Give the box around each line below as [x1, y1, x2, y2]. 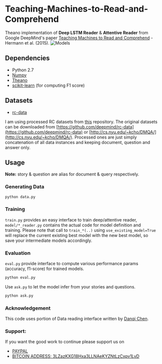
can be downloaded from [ [5, 124, 58, 129]
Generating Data [5, 183, 44, 190]
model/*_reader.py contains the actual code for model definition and [5, 222, 141, 228]
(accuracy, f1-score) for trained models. [5, 266, 85, 272]
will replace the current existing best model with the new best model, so [5, 232, 148, 238]
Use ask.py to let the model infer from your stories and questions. [5, 284, 136, 290]
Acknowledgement [5, 304, 51, 311]
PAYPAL [12, 348, 28, 354]
